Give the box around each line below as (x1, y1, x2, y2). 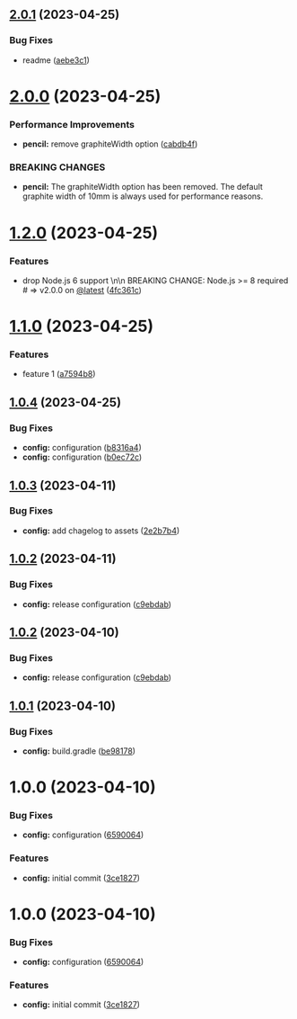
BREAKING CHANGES (9, 161, 106, 174)
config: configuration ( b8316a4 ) (22, 442, 142, 453)
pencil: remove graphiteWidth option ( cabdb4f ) (22, 139, 198, 149)
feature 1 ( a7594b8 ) (22, 369, 96, 380)
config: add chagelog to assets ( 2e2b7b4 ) (22, 525, 180, 536)
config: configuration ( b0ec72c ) (22, 451, 143, 462)
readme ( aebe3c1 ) (22, 54, 90, 66)
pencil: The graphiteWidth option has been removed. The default (22, 182, 263, 192)
